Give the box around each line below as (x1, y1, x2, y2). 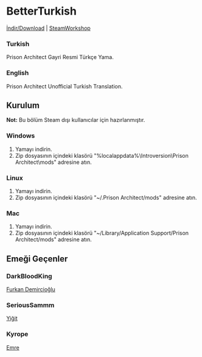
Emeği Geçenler (6, 253, 68, 264)
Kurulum (6, 100, 40, 110)
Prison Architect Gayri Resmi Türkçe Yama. (6, 54, 114, 61)
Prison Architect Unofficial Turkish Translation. (6, 82, 123, 90)
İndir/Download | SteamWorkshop (6, 24, 91, 32)
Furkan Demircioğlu (6, 285, 56, 293)
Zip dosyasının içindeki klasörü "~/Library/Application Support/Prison (15, 230, 189, 237)
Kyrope (6, 330, 29, 339)
